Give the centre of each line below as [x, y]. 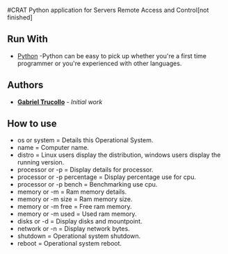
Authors [25, 85]
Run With [28, 39]
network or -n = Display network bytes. [73, 229]
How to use [32, 124]
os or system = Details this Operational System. [85, 140]
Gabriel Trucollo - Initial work [60, 102]
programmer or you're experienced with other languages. [99, 63]
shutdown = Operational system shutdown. [79, 236]
